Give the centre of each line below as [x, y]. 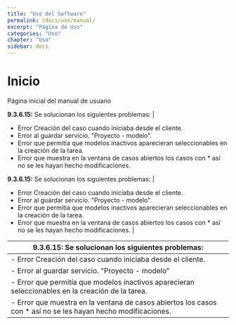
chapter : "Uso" [29, 40]
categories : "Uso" [34, 33]
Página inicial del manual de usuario [59, 101]
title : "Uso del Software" [47, 14]
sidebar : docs [28, 46]
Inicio [24, 81]
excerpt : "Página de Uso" [45, 27]
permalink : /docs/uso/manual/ [52, 20]
